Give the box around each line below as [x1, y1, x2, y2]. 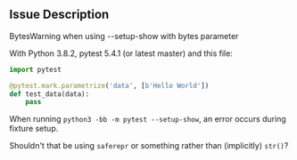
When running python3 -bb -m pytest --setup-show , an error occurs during [9, 114, 287, 124]
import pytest [9, 65, 62, 74]
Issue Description [9, 7, 110, 22]
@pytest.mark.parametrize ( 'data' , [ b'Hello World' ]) [9, 81, 210, 90]
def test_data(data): [9, 89, 90, 99]
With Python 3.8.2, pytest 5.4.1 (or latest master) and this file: [9, 48, 234, 59]
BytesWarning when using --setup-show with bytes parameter [9, 30, 239, 41]
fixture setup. [9, 124, 59, 134]
